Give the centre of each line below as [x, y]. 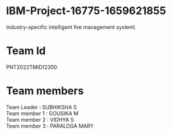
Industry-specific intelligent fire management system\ [71, 27]
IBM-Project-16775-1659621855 [86, 11]
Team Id [26, 51]
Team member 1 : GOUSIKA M [42, 113]
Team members [45, 91]
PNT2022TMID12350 [32, 67]
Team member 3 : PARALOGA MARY [50, 126]
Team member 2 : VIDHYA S [40, 119]
